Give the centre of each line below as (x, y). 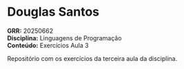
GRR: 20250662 (30, 31)
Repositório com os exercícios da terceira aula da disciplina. (92, 58)
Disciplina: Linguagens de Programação (64, 38)
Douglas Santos (53, 12)
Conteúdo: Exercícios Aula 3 (48, 45)
